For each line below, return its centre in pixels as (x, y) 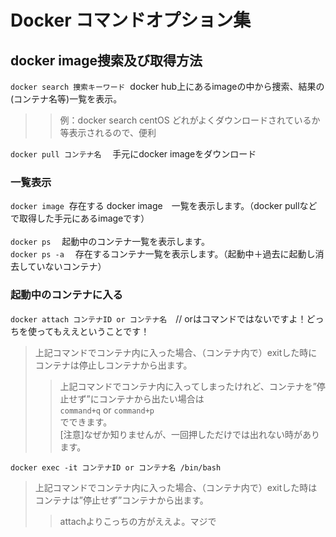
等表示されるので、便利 (108, 132)
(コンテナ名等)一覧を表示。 (66, 99)
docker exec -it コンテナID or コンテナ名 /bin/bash (116, 467)
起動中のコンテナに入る (66, 295)
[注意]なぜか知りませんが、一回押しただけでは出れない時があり (190, 434)
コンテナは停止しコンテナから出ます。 (113, 365)
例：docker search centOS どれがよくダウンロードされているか (190, 120)
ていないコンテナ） (67, 267)
